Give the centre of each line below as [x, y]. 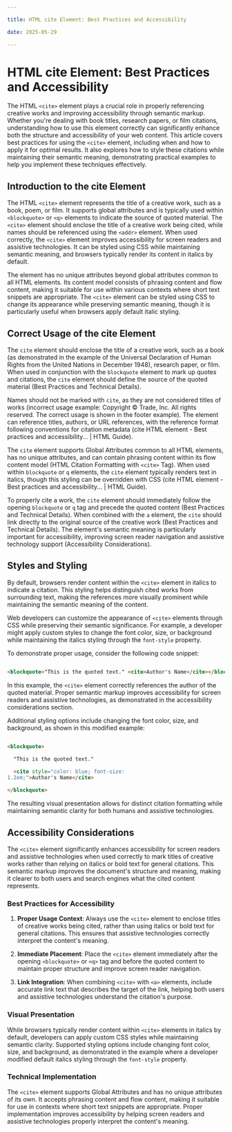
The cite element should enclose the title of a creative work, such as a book [116, 350]
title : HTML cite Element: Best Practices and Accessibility [97, 19]
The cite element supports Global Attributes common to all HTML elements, [115, 450]
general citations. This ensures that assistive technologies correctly [113, 933]
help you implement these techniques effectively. [77, 165]
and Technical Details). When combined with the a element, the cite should [115, 515]
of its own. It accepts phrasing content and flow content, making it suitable [113, 1099]
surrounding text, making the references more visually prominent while [108, 597]
